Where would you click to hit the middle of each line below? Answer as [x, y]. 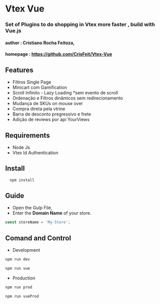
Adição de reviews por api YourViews [51, 120]
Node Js [21, 147]
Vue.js [13, 31]
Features [19, 70]
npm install [22, 180]
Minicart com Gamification [40, 87]
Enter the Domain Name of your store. [52, 213]
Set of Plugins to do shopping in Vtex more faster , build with [80, 25]
